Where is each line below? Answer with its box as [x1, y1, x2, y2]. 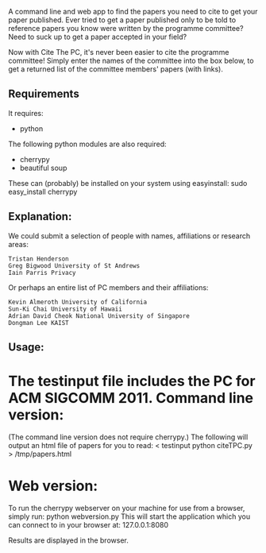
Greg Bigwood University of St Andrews [8, 261, 141, 269]
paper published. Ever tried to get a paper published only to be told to [8, 15, 237, 25]
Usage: [8, 341, 45, 354]
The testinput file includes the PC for [8, 373, 256, 390]
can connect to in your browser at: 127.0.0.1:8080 [8, 520, 169, 529]
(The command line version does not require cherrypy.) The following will [8, 432, 249, 442]
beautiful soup [19, 163, 67, 172]
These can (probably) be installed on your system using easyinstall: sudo [8, 178, 248, 188]
